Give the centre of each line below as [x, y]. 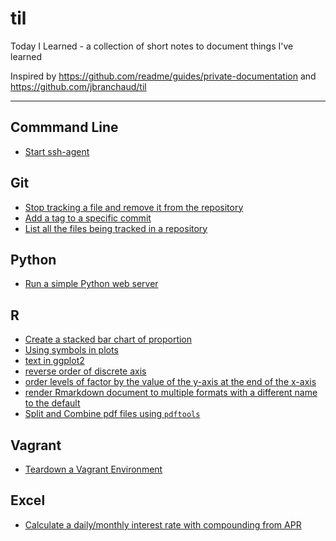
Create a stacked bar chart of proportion [108, 339]
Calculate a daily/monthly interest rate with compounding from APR [163, 524]
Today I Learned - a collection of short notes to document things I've [152, 46]
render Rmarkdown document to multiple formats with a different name [171, 393]
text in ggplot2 [54, 361]
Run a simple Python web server [91, 284]
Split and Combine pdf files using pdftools [112, 414]
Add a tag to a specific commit [88, 218]
